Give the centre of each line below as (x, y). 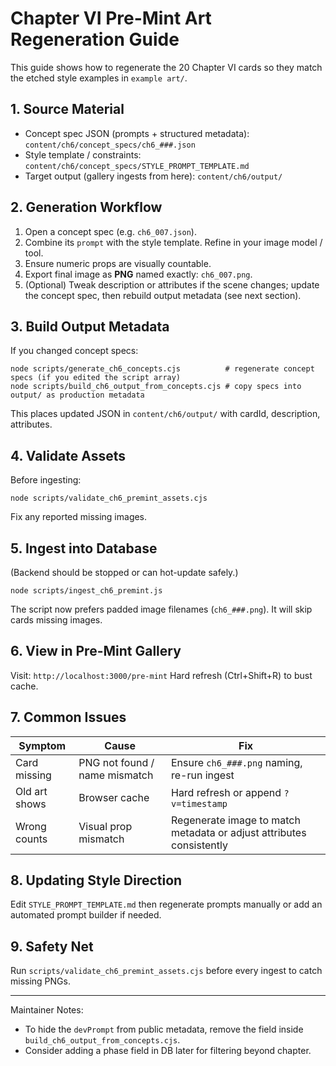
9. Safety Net (52, 946)
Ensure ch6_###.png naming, (236, 762)
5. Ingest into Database (84, 548)
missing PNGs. (40, 981)
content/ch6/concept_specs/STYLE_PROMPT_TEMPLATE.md (137, 166)
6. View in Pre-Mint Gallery (96, 651)
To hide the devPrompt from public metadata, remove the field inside (164, 1029)
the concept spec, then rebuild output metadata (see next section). (163, 295)
